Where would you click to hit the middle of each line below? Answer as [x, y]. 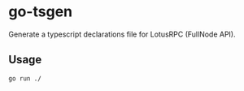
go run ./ [25, 78]
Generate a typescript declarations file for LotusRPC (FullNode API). [122, 34]
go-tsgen [41, 12]
